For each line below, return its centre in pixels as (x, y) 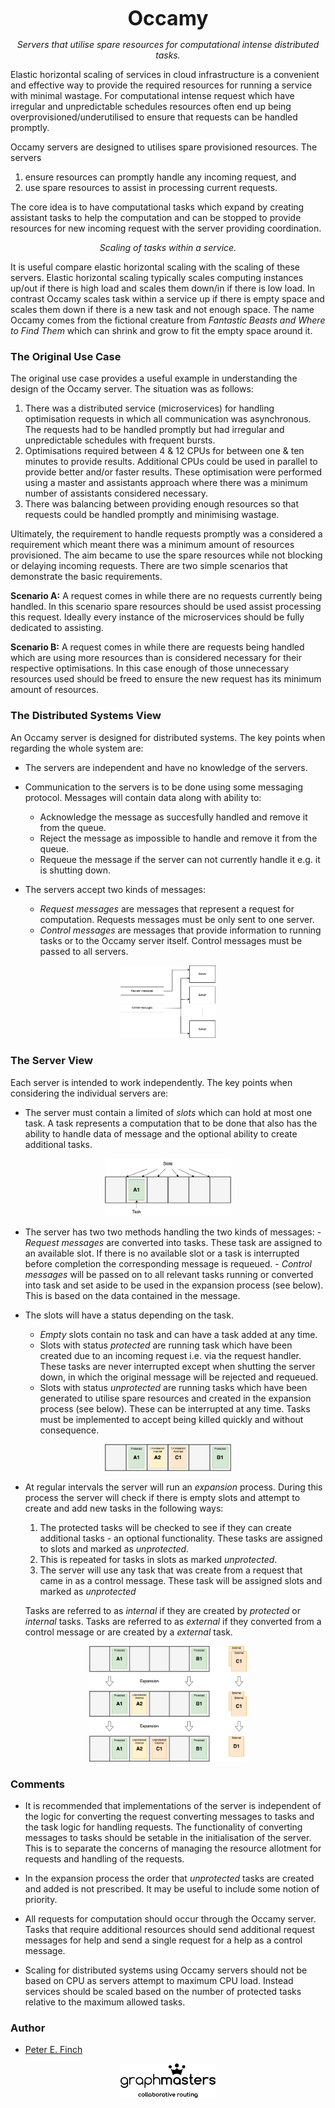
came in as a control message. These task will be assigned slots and (181, 1580)
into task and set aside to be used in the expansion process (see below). (174, 1285)
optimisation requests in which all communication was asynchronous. (168, 419)
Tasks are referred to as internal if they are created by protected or (163, 1610)
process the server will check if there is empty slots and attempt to (162, 1497)
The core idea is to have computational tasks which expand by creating (157, 207)
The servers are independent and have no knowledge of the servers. (166, 767)
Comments (37, 1784)
